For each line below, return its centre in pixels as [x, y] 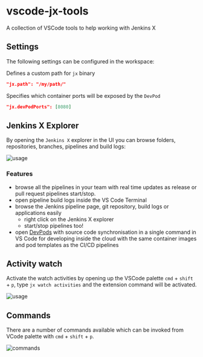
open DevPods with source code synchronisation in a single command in [105, 232]
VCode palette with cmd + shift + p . [50, 336]
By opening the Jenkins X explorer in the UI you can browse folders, [91, 140]
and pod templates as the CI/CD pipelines [67, 245]
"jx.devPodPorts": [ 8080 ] [39, 107]
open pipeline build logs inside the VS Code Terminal [81, 200]
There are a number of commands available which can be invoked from [95, 330]
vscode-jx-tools [47, 11]
